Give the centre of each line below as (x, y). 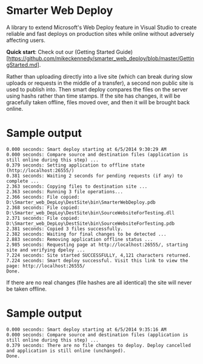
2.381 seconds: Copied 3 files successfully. (65, 229)
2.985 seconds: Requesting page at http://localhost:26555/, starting (97, 245)
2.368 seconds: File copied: (43, 207)
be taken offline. (27, 289)
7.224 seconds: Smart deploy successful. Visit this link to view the (97, 260)
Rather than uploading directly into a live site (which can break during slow (99, 76)
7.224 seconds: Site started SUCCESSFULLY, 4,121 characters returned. (98, 255)
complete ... (23, 181)
